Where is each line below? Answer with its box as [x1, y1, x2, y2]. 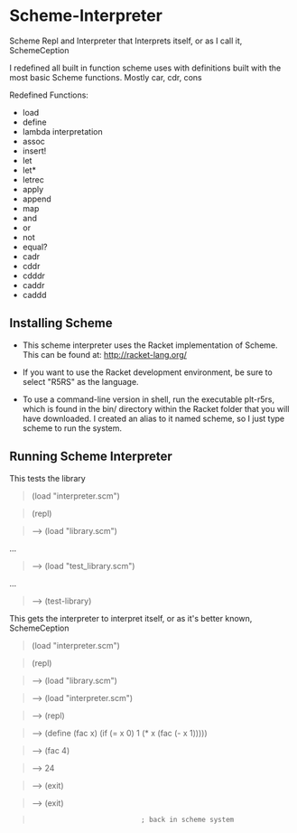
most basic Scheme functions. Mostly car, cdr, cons [9, 71, 202, 82]
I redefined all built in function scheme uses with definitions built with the [9, 62, 282, 73]
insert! [22, 145, 47, 156]
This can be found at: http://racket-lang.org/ [22, 349, 188, 360]
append [22, 193, 51, 204]
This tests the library [9, 473, 86, 483]
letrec [22, 173, 45, 185]
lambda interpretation [22, 126, 103, 136]
